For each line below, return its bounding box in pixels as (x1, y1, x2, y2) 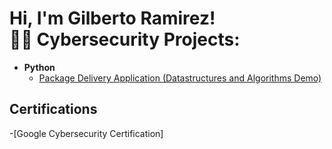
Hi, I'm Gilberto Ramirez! (9, 7, 216, 30)
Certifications (9, 101, 98, 118)
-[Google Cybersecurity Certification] (9, 127, 164, 139)
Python (23, 61, 56, 73)
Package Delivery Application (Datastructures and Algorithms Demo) (38, 72, 322, 84)
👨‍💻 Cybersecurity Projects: (9, 28, 241, 51)
